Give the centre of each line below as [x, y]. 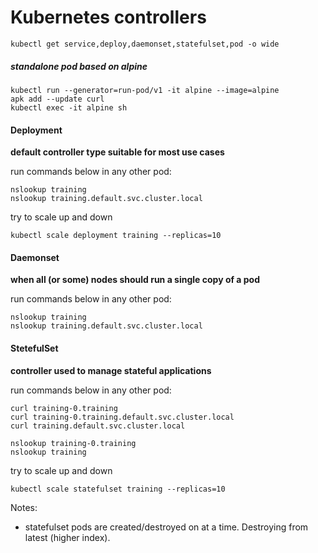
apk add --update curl [57, 99]
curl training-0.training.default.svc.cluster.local [122, 417]
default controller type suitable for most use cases [117, 152]
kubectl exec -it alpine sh [69, 107]
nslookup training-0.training [73, 443]
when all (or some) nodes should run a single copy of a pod [135, 280]
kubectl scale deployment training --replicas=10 [116, 236]
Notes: [24, 507]
